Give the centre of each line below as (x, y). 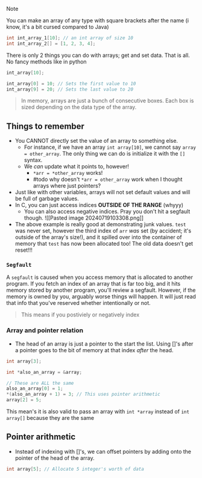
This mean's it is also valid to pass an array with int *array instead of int (98, 411)
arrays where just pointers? (67, 186)
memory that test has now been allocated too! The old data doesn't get (104, 244)
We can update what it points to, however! (77, 166)
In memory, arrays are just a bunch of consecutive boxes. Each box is (107, 101)
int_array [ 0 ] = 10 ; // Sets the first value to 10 (71, 83)
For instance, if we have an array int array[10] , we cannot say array (110, 147)
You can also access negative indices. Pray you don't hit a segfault (107, 212)
